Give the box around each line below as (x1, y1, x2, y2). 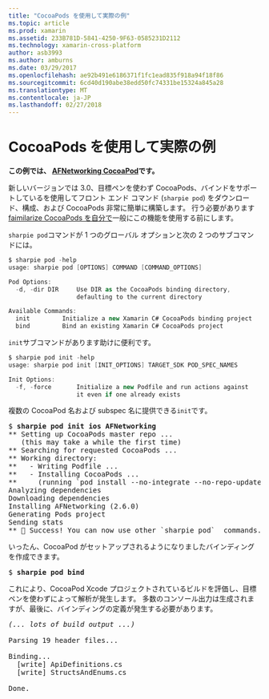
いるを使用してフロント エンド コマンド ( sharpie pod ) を (29, 193, 215, 203)
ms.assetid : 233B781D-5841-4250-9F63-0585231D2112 (8, 34, 181, 42)
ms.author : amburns (8, 57, 74, 65)
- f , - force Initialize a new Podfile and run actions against (15, 383, 249, 391)
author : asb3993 (8, 49, 62, 57)
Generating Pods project (8, 510, 106, 519)
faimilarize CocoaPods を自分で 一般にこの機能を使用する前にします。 (8, 213, 239, 223)
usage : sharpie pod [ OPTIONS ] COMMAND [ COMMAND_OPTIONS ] (8, 263, 203, 271)
